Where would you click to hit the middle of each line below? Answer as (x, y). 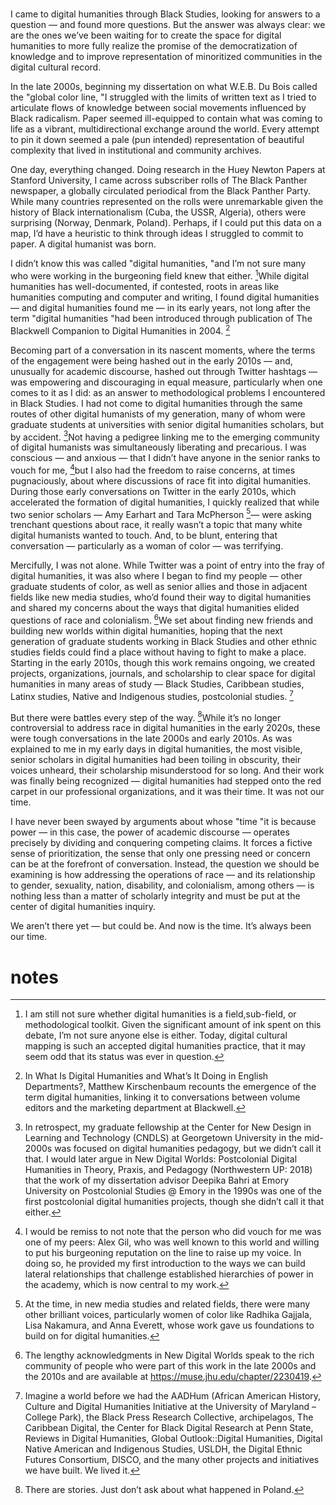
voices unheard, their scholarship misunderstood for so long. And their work (167, 770)
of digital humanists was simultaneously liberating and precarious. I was (158, 447)
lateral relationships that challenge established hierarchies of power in (169, 1274)
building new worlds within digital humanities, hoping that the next (146, 631)
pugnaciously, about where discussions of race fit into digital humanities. (161, 480)
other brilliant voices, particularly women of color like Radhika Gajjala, (168, 1315)
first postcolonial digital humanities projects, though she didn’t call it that (174, 1202)
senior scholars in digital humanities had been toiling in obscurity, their (156, 760)
